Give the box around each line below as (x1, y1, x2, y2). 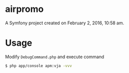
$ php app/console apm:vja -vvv (5, 63, 72, 68)
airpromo (5, 3, 44, 15)
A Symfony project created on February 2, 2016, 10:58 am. (5, 20, 125, 26)
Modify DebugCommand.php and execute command (5, 54, 104, 60)
